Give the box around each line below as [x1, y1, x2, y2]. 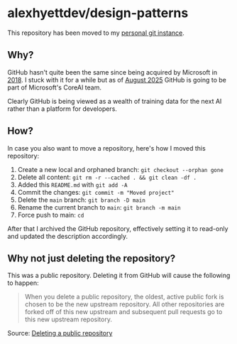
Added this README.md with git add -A [17, 180, 128, 189]
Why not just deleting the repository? [7, 252, 176, 264]
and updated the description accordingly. [7, 232, 128, 240]
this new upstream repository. [24, 315, 112, 324]
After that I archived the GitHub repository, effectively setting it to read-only [7, 224, 228, 232]
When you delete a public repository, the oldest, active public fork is [24, 293, 224, 301]
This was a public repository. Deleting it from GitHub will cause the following [7, 272, 231, 280]
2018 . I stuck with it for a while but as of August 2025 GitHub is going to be [7, 75, 227, 84]
